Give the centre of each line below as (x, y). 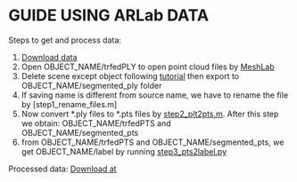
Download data (49, 57)
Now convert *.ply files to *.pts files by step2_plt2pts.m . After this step (150, 114)
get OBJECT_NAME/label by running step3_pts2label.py (124, 151)
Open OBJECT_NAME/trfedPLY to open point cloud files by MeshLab (148, 67)
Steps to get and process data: (65, 40)
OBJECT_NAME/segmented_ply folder (91, 85)
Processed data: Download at (62, 169)
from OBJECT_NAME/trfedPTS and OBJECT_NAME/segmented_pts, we (153, 142)
